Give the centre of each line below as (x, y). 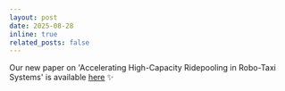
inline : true (34, 34)
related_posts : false (50, 42)
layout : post (34, 17)
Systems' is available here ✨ (62, 78)
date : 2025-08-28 (42, 26)
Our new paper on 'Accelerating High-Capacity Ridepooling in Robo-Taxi (143, 68)
